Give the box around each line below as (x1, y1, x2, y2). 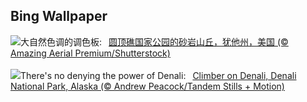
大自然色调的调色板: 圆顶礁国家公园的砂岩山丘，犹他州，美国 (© (20, 35, 289, 48)
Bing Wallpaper (10, 8, 108, 25)
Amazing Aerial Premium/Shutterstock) (10, 47, 171, 59)
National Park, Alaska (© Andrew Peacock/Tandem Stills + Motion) (10, 80, 285, 92)
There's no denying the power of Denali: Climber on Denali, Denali (20, 69, 297, 81)
